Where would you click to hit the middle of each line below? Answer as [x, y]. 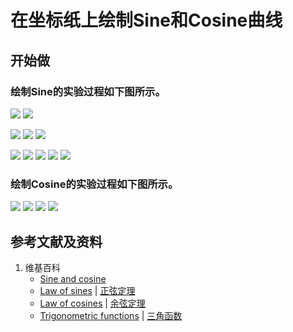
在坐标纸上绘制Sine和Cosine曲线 [146, 20]
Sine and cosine [73, 278]
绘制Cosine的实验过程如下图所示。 [94, 184]
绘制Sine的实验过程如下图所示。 [88, 91]
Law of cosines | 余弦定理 [92, 303]
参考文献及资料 [56, 241]
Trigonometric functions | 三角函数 [111, 315]
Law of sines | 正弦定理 [87, 290]
